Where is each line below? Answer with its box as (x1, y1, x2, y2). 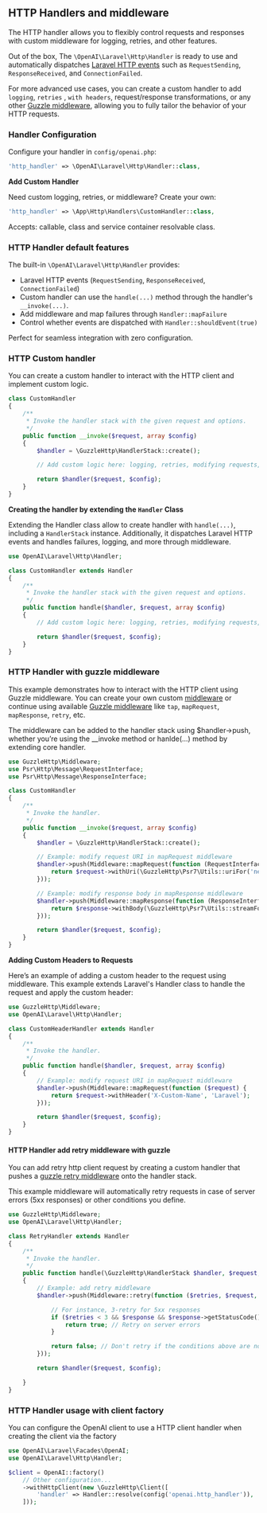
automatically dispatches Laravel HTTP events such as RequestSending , (8, 60, 242, 69)
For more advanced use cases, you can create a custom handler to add (8, 84, 242, 93)
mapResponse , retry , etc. (8, 710, 86, 719)
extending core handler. (8, 742, 86, 751)
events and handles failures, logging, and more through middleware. (8, 536, 232, 546)
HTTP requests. (8, 109, 60, 119)
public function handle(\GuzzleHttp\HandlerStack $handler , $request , (22, 1269, 261, 1277)
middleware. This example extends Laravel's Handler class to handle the (8, 979, 246, 989)
